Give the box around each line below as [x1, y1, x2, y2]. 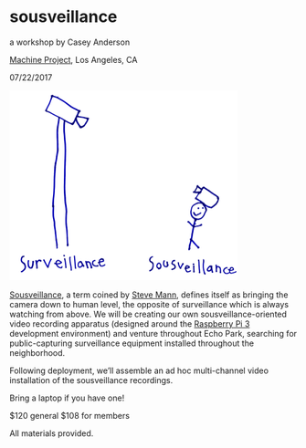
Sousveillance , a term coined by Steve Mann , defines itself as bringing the [9, 289, 289, 300]
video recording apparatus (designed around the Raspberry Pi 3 [9, 318, 250, 329]
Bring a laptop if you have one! [9, 392, 125, 403]
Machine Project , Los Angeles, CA [9, 54, 138, 65]
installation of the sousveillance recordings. [9, 374, 174, 385]
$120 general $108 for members [9, 410, 131, 421]
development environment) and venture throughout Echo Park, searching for [9, 328, 298, 339]
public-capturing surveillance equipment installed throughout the [9, 338, 254, 349]
